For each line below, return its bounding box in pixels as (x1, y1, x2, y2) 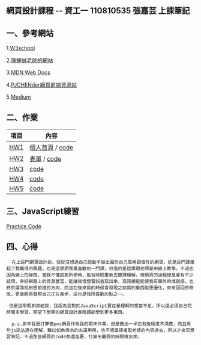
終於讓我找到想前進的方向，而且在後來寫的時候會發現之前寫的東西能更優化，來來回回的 (6, 285, 190, 291)
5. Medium (6, 93, 31, 101)
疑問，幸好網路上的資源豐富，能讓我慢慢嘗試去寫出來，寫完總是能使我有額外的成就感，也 (6, 278, 194, 284)
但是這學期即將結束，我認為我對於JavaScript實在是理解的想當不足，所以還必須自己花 (8, 303, 192, 309)
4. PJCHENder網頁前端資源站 (6, 81, 77, 89)
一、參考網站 (6, 28, 54, 38)
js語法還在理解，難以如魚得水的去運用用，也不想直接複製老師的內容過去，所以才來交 (10, 327, 190, 333)
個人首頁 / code (29, 143, 74, 152)
